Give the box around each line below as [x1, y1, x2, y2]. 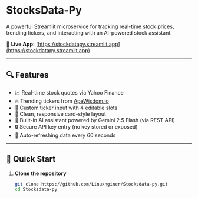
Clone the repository [14, 170, 67, 177]
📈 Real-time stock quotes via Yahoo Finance [14, 89, 124, 96]
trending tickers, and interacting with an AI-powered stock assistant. [6, 29, 172, 36]
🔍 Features [6, 70, 49, 80]
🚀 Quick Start [6, 154, 56, 165]
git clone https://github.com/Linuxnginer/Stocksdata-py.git [14, 181, 169, 187]
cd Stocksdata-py [14, 186, 58, 193]
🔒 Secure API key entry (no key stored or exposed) [14, 123, 138, 130]
